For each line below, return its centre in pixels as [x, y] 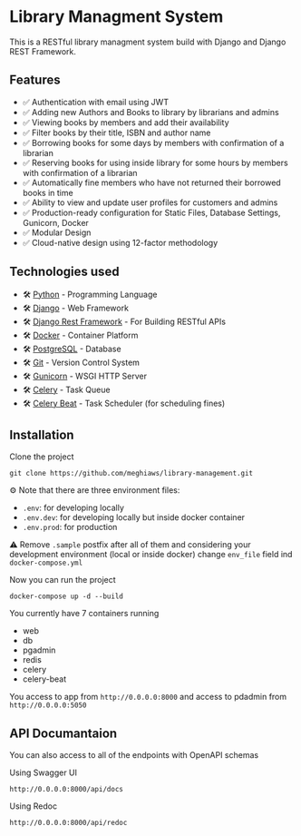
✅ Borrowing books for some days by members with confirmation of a [153, 143]
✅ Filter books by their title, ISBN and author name [117, 133]
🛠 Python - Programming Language [90, 294]
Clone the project [42, 457]
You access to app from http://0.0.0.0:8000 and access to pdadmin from [148, 697]
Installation [42, 434]
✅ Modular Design [57, 232]
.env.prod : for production [70, 527]
